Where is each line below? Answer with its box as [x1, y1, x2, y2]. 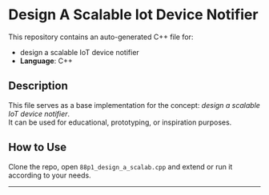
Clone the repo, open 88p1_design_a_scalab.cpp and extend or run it [8, 161, 233, 171]
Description [8, 79, 68, 93]
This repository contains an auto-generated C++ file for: [8, 32, 194, 42]
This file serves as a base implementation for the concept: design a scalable [8, 100, 260, 109]
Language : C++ [19, 56, 74, 66]
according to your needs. [8, 170, 91, 180]
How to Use [8, 141, 67, 154]
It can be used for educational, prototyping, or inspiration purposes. [8, 117, 232, 127]
